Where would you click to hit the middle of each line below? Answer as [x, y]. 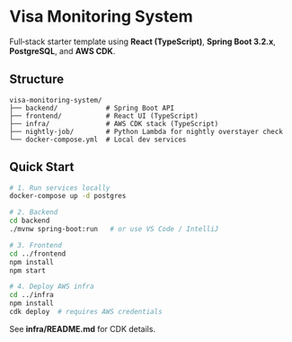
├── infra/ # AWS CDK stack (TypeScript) [114, 123]
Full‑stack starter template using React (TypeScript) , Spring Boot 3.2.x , [142, 41]
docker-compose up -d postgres [68, 196]
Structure [37, 80]
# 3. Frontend [36, 245]
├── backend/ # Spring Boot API [92, 108]
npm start [28, 270]
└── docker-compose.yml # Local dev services [98, 139]
